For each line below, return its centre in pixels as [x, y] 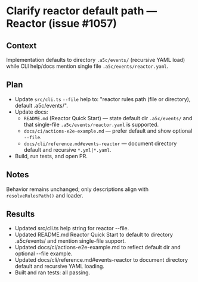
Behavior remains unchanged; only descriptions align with [78, 189]
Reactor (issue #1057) [62, 23]
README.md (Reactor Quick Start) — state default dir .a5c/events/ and [108, 118]
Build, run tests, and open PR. [51, 156]
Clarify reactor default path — [81, 11]
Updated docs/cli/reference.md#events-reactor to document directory [101, 260]
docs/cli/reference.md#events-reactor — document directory [100, 143]
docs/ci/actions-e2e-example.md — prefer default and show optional [108, 131]
